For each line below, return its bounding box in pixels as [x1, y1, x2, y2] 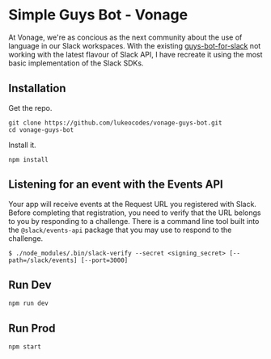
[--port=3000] [80, 256, 129, 264]
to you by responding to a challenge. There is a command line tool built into [8, 216, 260, 226]
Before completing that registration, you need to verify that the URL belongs [8, 208, 261, 218]
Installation [8, 82, 66, 95]
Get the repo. [8, 103, 53, 112]
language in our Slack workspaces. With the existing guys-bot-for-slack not [8, 40, 261, 50]
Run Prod [8, 321, 56, 335]
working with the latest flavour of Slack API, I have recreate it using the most [8, 49, 263, 59]
